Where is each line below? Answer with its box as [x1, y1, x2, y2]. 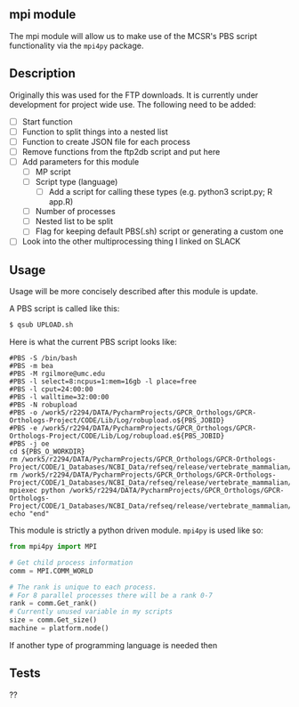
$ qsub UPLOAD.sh [9, 320, 74, 330]
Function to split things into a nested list [21, 126, 169, 137]
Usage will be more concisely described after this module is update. [9, 286, 259, 297]
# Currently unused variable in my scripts [9, 607, 174, 616]
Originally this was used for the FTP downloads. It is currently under [9, 89, 259, 100]
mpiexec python [9, 486, 66, 495]
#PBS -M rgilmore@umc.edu [9, 369, 105, 379]
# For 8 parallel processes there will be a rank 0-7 [9, 591, 214, 599]
